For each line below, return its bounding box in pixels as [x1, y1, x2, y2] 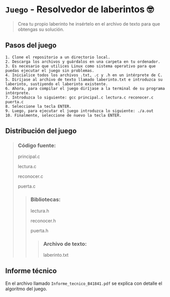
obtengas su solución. [17, 26, 65, 32]
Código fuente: [17, 142, 56, 149]
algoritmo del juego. [5, 285, 47, 292]
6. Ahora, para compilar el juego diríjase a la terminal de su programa [5, 86, 165, 91]
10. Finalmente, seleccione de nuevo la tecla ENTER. [5, 112, 122, 118]
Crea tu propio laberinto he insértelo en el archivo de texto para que [17, 20, 160, 27]
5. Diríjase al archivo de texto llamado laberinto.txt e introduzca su [5, 77, 163, 82]
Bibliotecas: [30, 196, 61, 203]
